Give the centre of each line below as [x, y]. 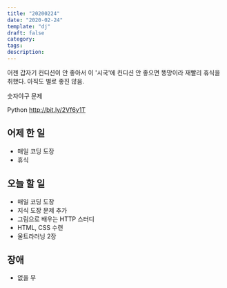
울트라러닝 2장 [37, 236]
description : [26, 52]
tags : [15, 46]
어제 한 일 [26, 133]
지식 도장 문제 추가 [42, 210]
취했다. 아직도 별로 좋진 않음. [46, 81]
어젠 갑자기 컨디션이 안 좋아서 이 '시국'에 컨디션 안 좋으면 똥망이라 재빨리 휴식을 [114, 73]
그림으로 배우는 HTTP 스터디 [56, 219]
